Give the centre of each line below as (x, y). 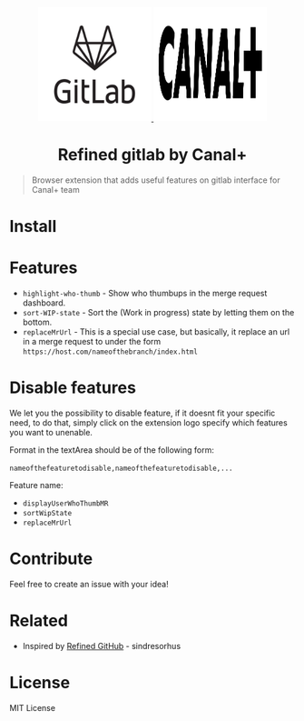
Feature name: (36, 485)
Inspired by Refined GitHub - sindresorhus (102, 646)
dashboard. (44, 303)
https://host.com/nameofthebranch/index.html (110, 352)
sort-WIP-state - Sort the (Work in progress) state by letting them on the (158, 313)
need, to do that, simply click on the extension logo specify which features (148, 423)
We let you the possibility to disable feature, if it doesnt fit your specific (142, 413)
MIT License (33, 707)
